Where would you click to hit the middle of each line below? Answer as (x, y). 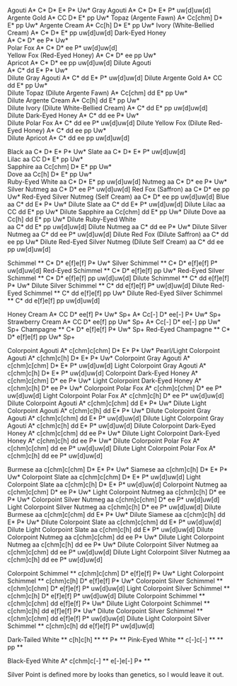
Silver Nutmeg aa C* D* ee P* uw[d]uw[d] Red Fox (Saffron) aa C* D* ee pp (118, 189)
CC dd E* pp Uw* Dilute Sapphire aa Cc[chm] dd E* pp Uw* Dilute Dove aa (117, 212)
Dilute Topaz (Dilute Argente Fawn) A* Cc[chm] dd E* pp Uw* (98, 93)
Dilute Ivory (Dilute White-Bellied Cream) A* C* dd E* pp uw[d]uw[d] (108, 108)
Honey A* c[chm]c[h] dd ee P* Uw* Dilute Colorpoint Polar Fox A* (104, 441)
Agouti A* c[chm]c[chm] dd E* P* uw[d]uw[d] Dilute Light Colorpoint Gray (116, 418)
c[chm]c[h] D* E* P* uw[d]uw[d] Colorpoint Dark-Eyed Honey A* (103, 373)
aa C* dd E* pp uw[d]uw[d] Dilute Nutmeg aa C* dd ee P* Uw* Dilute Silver (117, 227)
